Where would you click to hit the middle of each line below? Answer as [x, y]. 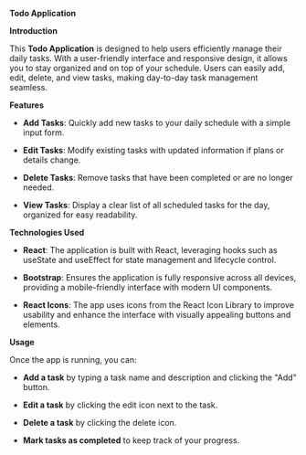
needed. [38, 187]
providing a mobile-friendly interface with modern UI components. [147, 287]
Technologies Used [47, 233]
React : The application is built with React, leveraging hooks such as [150, 250]
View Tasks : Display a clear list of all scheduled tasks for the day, [146, 205]
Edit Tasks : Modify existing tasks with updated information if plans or [153, 150]
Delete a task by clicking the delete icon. [100, 423]
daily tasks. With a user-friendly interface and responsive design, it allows [148, 58]
